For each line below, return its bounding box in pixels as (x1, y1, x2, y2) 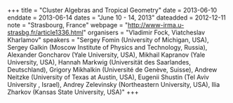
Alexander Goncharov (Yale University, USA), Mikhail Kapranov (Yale (7, 50, 206, 59)
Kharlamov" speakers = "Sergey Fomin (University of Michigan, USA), (7, 36, 209, 44)
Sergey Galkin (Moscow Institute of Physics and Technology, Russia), (7, 43, 208, 51)
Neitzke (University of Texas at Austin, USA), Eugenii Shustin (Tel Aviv (7, 73, 209, 81)
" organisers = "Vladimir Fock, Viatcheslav (83, 28, 206, 36)
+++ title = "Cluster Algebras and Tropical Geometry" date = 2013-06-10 (7, 6, 218, 14)
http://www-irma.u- (127, 21, 185, 29)
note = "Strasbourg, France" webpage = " (7, 21, 128, 29)
